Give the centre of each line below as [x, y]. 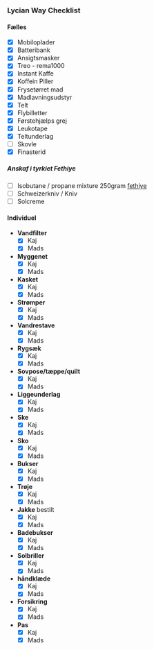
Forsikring [32, 601]
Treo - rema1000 [41, 66]
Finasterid [31, 152]
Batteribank [33, 50]
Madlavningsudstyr [45, 97]
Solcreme [31, 202]
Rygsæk [29, 348]
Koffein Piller [35, 81]
